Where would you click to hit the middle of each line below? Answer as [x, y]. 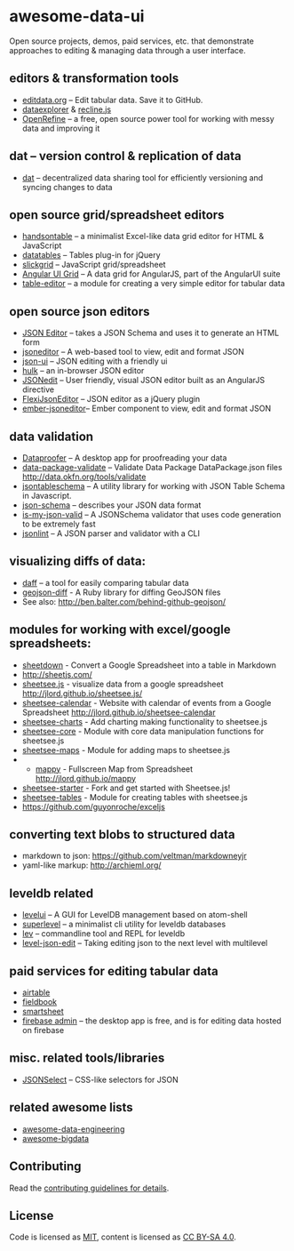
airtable [36, 992]
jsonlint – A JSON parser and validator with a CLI [111, 533]
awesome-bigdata [56, 1138]
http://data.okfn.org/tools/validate [84, 477]
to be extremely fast [59, 524]
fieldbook [40, 1002]
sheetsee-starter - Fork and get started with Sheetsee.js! [126, 788]
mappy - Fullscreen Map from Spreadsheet [114, 769]
